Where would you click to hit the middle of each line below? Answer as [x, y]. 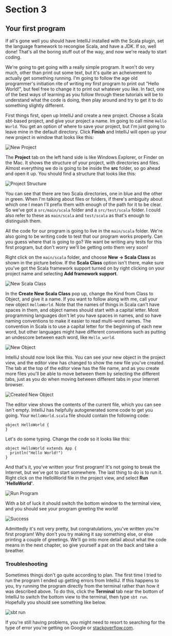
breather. [15, 551]
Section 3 [26, 10]
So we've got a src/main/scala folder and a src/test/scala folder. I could [83, 210]
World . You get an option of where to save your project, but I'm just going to [85, 126]
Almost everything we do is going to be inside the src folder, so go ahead [83, 168]
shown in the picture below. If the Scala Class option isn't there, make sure [85, 263]
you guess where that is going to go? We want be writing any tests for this [84, 242]
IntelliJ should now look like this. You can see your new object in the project [85, 357]
